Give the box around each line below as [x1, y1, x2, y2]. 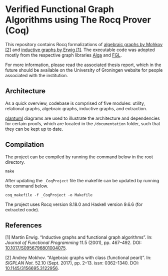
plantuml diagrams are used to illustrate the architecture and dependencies [5, 115, 160, 121]
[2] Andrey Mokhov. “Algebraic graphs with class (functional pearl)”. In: [5, 254, 151, 261]
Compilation [5, 140, 44, 149]
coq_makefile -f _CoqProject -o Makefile [5, 192, 93, 197]
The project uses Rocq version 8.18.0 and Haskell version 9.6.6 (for [5, 201, 143, 207]
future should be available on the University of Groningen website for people [5, 67, 163, 73]
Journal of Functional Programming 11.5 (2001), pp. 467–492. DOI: [5, 239, 142, 246]
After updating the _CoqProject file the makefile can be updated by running [5, 177, 159, 183]
